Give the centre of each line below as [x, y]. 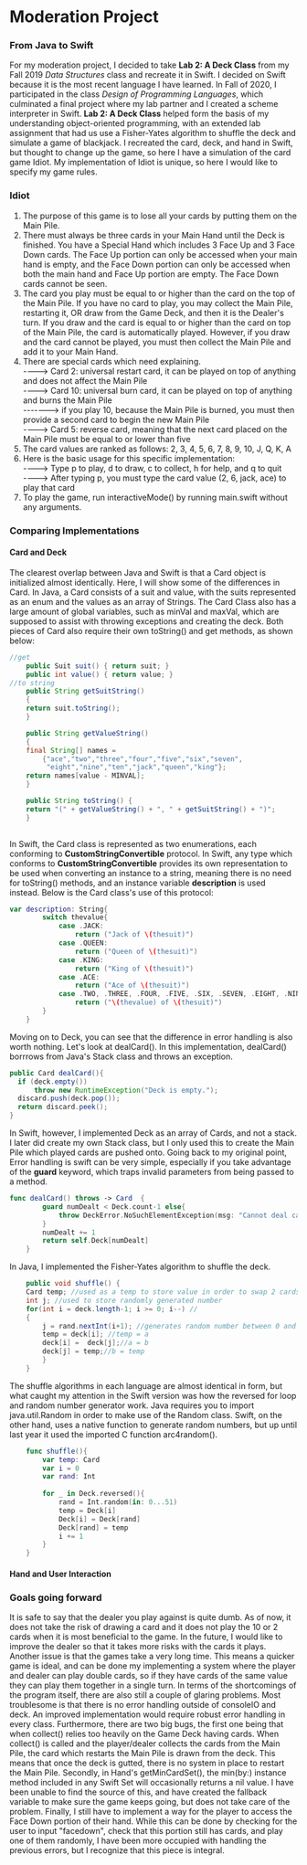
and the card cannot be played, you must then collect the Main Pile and [157, 342]
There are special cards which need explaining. [111, 361]
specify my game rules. [53, 172]
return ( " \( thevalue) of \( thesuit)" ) [148, 1002]
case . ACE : [79, 977]
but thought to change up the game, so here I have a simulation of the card [150, 153]
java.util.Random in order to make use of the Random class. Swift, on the [146, 1415]
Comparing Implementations [74, 530]
